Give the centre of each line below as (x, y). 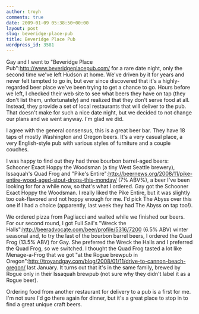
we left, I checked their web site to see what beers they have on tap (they (96, 94)
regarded (17, 87)
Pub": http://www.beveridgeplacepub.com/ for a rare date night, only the (94, 68)
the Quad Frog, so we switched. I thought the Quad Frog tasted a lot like (94, 248)
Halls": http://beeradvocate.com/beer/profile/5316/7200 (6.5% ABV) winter (97, 229)
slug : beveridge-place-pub (40, 34)
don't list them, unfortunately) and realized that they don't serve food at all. (98, 100)
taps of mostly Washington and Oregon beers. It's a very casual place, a (94, 136)
